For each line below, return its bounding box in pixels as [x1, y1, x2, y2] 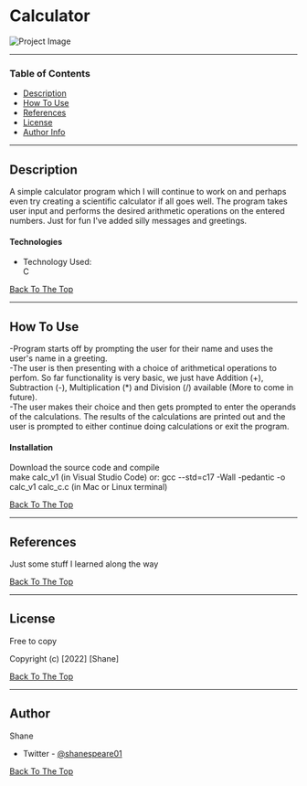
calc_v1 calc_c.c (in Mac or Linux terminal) [9, 482, 168, 493]
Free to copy [9, 635, 58, 646]
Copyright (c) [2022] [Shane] [9, 653, 120, 664]
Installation [9, 441, 53, 452]
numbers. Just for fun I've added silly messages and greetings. [9, 216, 248, 227]
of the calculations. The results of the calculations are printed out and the [9, 411, 286, 422]
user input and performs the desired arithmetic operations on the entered [9, 206, 285, 217]
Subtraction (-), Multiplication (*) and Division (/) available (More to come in [9, 382, 294, 393]
